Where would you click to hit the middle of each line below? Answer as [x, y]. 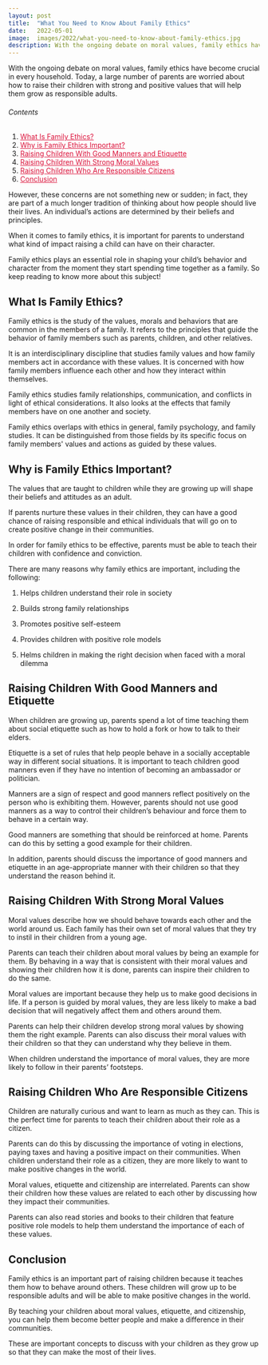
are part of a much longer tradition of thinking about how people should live [132, 203]
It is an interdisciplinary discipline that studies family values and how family [132, 353]
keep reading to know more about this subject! [85, 277]
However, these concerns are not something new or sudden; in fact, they [128, 195]
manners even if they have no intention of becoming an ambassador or [125, 769]
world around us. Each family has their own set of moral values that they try [132, 928]
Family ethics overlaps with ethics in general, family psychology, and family [132, 427]
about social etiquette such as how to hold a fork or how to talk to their [124, 728]
